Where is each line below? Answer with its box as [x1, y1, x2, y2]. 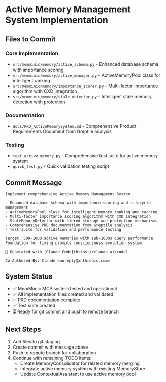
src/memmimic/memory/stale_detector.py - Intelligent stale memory [12, 93, 152, 99]
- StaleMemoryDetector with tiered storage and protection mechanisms [5, 218, 158, 224]
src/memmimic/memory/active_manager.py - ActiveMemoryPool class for [12, 72, 161, 78]
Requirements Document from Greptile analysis [12, 128, 112, 135]
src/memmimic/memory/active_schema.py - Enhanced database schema [12, 61, 159, 67]
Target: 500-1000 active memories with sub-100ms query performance [5, 236, 153, 241]
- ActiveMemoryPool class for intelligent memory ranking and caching [5, 210, 158, 215]
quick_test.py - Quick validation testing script [12, 163, 109, 169]
